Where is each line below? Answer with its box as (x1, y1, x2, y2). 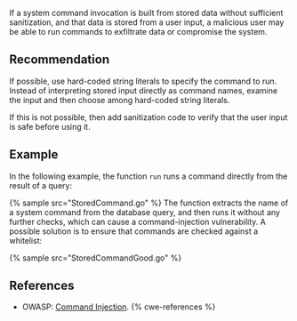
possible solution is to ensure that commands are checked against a (9, 226, 259, 237)
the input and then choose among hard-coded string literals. (9, 94, 230, 105)
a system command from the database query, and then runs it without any (9, 206, 280, 217)
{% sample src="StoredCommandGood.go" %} (9, 253, 182, 263)
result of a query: (9, 180, 73, 190)
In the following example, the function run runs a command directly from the (9, 171, 288, 181)
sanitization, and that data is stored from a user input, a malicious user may (9, 17, 285, 28)
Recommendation (9, 52, 109, 68)
